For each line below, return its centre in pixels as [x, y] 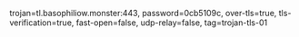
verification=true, [42, 23]
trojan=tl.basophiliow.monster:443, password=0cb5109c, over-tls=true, [143, 13]
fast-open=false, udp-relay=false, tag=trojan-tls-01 [172, 23]
